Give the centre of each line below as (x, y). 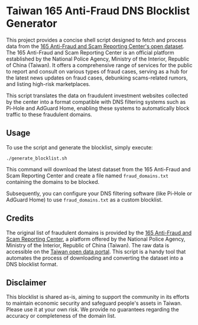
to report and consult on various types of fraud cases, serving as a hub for (97, 71)
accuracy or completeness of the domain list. (61, 316)
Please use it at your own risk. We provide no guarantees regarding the (92, 310)
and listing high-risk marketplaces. (48, 84)
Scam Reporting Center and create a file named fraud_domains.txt (87, 176)
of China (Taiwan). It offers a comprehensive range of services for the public (99, 65)
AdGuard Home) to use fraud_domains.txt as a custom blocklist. (85, 199)
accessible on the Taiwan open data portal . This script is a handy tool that (96, 251)
